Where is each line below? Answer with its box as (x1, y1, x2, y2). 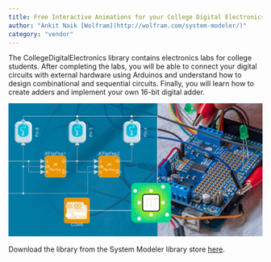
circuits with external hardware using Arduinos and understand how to (8, 70, 242, 80)
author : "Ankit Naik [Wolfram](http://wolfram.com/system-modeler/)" (8, 21, 248, 30)
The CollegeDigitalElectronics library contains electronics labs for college (8, 53, 252, 63)
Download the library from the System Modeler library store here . (8, 244, 226, 254)
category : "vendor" (8, 30, 74, 38)
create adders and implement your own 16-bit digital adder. (8, 87, 206, 97)
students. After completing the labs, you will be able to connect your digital (8, 61, 257, 72)
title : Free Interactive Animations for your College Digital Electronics (8, 13, 265, 21)
